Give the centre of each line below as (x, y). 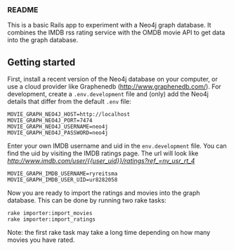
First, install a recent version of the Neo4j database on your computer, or (112, 79)
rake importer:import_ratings (52, 219)
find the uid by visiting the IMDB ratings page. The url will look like (103, 153)
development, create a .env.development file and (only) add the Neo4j (108, 94)
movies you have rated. (41, 240)
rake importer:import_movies (50, 213)
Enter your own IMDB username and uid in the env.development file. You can (117, 146)
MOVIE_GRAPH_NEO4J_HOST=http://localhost (69, 115)
